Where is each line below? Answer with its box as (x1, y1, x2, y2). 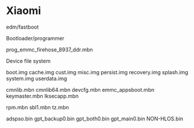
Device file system (6, 57, 51, 64)
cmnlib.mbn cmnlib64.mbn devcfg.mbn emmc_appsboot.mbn (6, 86, 155, 93)
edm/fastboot (6, 23, 39, 30)
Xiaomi (6, 4, 41, 18)
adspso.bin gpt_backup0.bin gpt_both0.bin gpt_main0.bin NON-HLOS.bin (6, 115, 183, 122)
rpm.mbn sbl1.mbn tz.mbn (6, 103, 69, 110)
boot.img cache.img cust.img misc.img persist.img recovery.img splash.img (6, 68, 189, 75)
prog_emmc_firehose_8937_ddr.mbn (6, 46, 93, 53)
